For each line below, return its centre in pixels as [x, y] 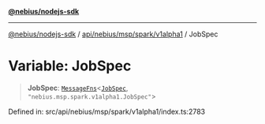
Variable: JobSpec [70, 66]
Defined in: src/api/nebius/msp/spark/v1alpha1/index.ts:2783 [107, 111]
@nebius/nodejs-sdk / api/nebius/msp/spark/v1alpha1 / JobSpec [113, 34]
